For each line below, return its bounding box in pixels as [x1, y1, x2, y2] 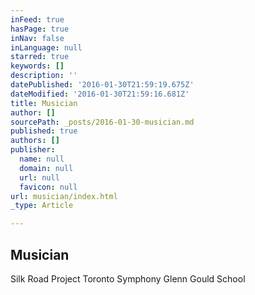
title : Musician [10, 98, 78, 108]
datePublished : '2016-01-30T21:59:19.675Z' [10, 80, 195, 90]
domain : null [19, 163, 74, 173]
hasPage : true [10, 24, 70, 34]
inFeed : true [10, 14, 65, 25]
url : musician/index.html [10, 191, 118, 201]
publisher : [10, 145, 56, 155]
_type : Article [10, 201, 74, 211]
